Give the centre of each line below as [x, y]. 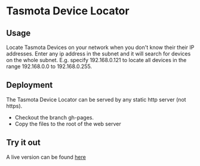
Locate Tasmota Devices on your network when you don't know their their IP [100, 47]
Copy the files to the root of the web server [68, 124]
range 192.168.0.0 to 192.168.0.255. [49, 66]
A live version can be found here [46, 157]
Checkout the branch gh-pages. [54, 117]
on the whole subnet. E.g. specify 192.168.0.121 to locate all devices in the [96, 60]
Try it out [23, 142]
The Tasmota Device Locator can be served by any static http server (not [96, 99]
